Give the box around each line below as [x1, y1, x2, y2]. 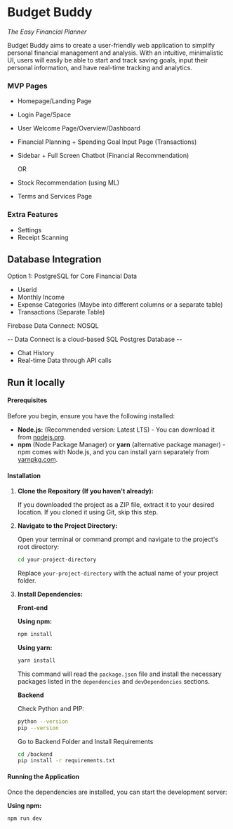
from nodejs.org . [17, 432, 66, 441]
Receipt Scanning [17, 233, 69, 241]
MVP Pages [7, 81, 48, 91]
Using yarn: [17, 643, 53, 651]
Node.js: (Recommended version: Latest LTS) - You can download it [17, 425, 215, 434]
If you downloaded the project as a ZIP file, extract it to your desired [17, 500, 215, 509]
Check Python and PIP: [17, 704, 84, 712]
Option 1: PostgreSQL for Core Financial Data [7, 272, 138, 281]
